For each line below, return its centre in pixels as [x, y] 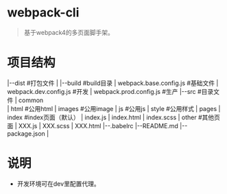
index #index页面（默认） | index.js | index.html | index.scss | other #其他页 [114, 117]
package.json [26, 133]
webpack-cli [43, 13]
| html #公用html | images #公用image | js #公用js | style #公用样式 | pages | [114, 108]
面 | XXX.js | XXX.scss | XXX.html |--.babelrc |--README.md [93, 125]
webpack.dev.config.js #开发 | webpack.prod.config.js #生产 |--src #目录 [110, 91]
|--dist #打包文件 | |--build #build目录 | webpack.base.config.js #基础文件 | [113, 83]
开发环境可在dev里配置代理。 [59, 184]
